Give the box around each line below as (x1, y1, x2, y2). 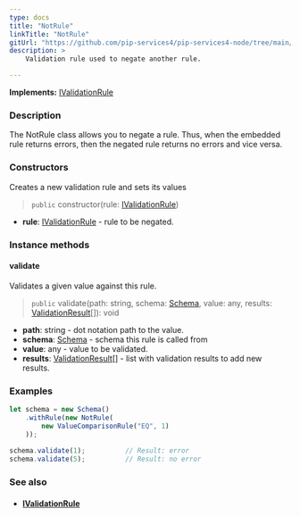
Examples (9, 385, 54, 397)
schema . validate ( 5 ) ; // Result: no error (9, 454, 202, 464)
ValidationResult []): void (30, 307, 120, 318)
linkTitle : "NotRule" (9, 29, 90, 38)
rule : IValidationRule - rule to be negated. (21, 216, 174, 227)
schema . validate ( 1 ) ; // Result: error (9, 446, 190, 455)
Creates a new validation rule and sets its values (9, 181, 187, 192)
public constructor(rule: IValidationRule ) (30, 198, 179, 210)
